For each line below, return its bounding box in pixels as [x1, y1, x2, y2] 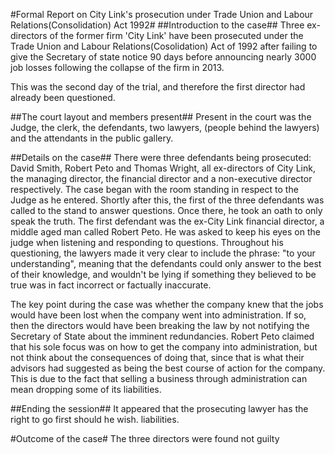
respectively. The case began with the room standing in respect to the [10, 184, 299, 195]
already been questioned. [10, 92, 116, 103]
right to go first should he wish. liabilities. [10, 414, 180, 425]
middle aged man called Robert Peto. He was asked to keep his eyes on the [10, 226, 321, 238]
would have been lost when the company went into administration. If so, [10, 309, 307, 321]
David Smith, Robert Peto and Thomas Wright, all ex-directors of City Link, [10, 162, 316, 174]
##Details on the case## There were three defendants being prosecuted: [10, 152, 312, 163]
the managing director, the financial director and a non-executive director [10, 173, 313, 184]
